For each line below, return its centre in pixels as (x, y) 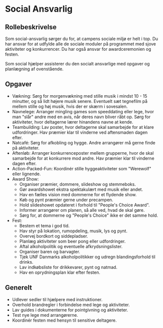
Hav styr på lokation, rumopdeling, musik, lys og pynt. (73, 231)
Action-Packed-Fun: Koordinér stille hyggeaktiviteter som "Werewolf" (82, 168)
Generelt (19, 288)
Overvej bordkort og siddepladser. (54, 236)
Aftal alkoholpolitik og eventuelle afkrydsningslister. (71, 246)
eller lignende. (26, 174)
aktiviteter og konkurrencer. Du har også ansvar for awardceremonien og (78, 49)
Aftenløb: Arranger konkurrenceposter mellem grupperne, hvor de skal (83, 153)
